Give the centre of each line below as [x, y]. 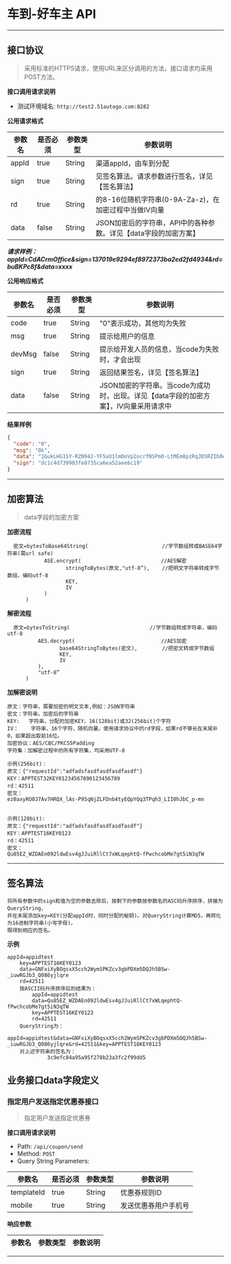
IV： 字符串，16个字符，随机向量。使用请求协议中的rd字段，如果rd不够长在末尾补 [113, 729]
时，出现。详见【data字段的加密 [151, 395]
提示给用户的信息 [127, 336]
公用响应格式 [25, 281]
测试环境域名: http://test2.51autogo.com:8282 [83, 106]
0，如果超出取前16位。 [35, 735]
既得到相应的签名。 [30, 930]
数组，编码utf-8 [28, 575]
